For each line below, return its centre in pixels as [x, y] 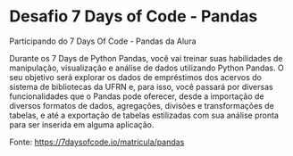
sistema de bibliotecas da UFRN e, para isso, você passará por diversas [142, 86]
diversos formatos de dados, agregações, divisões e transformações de [142, 105]
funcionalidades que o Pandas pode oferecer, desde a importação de [137, 96]
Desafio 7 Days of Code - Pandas [134, 16]
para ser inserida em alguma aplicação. [82, 124]
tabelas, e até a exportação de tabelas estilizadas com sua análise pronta [144, 115]
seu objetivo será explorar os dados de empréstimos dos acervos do [135, 77]
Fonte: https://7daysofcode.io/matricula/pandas [97, 142]
